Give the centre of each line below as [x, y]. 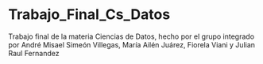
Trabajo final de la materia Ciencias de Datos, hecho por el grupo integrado [131, 36]
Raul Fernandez [34, 53]
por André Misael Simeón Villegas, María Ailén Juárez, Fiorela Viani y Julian [132, 44]
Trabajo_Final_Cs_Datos [89, 15]
